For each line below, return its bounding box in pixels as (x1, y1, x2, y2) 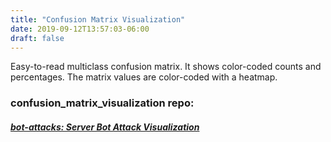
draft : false (10, 33, 65, 43)
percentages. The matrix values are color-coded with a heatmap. (10, 71, 278, 83)
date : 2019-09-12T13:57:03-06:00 (10, 24, 150, 34)
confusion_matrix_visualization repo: (10, 96, 195, 110)
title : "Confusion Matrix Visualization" (10, 14, 186, 25)
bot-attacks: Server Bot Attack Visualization (10, 121, 200, 133)
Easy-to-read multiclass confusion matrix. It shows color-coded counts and (10, 61, 322, 73)
